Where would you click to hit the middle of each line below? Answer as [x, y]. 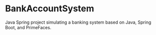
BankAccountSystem [50, 9]
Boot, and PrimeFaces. [28, 27]
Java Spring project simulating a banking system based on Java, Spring [78, 22]
